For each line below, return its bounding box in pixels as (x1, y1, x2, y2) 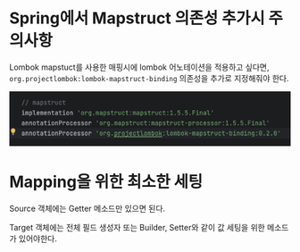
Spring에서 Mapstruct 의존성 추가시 (9, 8, 265, 29)
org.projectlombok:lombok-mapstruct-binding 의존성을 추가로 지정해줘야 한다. (9, 72, 289, 83)
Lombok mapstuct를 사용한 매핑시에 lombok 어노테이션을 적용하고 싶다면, (9, 62, 270, 72)
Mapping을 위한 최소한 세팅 (9, 172, 204, 192)
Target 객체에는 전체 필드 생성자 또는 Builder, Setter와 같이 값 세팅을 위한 (9, 222, 265, 232)
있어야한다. (18, 233, 58, 244)
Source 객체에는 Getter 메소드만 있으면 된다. (9, 203, 166, 214)
